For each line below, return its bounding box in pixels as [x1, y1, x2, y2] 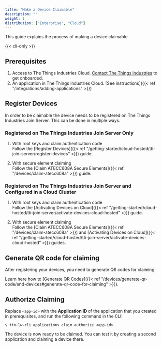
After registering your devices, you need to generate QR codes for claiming [5, 267, 155, 272]
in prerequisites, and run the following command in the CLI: [5, 313, 123, 319]
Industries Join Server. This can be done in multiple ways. [5, 117, 120, 123]
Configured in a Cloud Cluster [5, 189, 76, 196]
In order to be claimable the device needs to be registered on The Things [5, 112, 151, 118]
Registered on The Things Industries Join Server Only [5, 129, 134, 136]
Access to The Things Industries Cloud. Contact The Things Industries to [12, 70, 158, 76]
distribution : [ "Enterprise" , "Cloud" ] [5, 20, 86, 26]
